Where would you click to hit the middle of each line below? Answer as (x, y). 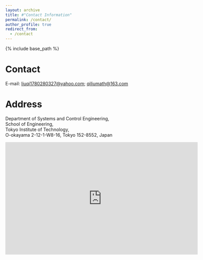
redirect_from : (22, 29)
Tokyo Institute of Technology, (37, 129)
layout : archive (23, 10)
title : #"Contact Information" (39, 15)
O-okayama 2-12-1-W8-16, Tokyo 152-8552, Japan (59, 135)
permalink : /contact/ (28, 20)
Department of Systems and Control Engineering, (57, 118)
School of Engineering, (29, 124)
